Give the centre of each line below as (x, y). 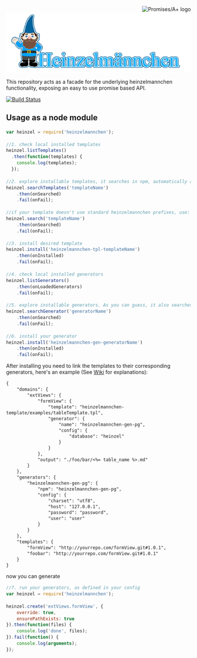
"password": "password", (78, 513)
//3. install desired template (44, 243)
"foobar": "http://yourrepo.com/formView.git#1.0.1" (93, 554)
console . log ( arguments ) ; (47, 644)
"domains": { (33, 389)
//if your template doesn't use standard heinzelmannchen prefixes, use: (98, 213)
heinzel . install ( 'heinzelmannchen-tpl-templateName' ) (73, 250)
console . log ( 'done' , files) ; (52, 631)
